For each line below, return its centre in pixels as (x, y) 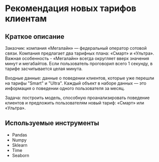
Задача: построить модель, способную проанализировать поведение (77, 98)
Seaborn (21, 155)
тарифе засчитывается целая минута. (44, 69)
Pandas (20, 135)
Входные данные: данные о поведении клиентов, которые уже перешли (80, 78)
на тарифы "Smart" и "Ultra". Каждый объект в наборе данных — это (76, 83)
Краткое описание (35, 37)
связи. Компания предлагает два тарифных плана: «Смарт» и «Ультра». (80, 53)
